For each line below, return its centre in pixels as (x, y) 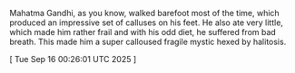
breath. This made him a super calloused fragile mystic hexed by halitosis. (148, 41)
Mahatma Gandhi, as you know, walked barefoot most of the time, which (144, 13)
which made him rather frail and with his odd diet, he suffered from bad (143, 32)
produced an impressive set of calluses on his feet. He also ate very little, (147, 23)
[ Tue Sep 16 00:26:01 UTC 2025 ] (73, 59)
